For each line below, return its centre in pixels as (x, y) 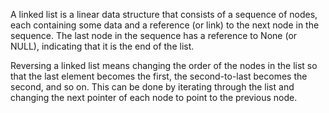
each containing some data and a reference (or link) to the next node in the (165, 25)
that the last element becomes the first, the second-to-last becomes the (159, 76)
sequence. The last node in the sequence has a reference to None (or (154, 35)
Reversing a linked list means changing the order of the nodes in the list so (164, 65)
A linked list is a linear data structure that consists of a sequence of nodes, (164, 14)
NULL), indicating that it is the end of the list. (102, 46)
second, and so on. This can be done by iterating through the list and (152, 87)
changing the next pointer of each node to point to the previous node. (154, 97)
